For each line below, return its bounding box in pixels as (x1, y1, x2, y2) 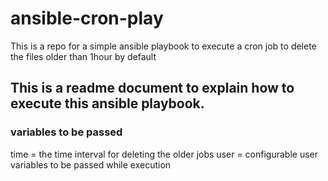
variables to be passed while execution (10, 158, 172, 171)
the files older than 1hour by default (10, 50, 157, 62)
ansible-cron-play (10, 7, 164, 30)
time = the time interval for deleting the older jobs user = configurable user (10, 148, 319, 160)
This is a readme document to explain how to (10, 80, 295, 97)
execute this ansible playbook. (10, 95, 205, 112)
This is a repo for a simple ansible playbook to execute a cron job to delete (10, 40, 317, 52)
